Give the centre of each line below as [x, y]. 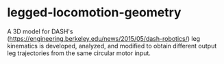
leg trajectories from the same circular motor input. [79, 53]
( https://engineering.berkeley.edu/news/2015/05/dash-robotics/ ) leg [104, 38]
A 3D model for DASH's [40, 31]
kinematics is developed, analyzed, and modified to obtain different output [112, 46]
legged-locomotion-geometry [94, 13]
